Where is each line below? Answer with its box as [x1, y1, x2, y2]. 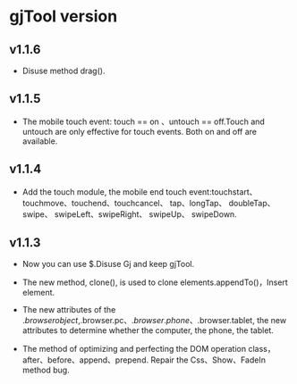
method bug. [21, 364, 70, 376]
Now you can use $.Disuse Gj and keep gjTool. [21, 259, 195, 270]
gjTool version [9, 6, 118, 27]
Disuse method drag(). [21, 65, 106, 76]
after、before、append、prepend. [21, 355, 149, 365]
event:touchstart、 [189, 186, 258, 197]
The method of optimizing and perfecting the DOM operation [21, 344, 247, 355]
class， [248, 344, 276, 355]
